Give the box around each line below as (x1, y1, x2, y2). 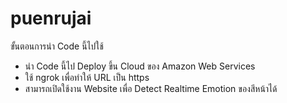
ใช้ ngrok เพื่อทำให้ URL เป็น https (24, 71, 150, 83)
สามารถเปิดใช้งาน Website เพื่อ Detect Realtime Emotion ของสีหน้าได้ (24, 82, 278, 94)
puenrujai (10, 7, 92, 30)
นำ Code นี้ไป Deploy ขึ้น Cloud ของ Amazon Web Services (24, 60, 256, 72)
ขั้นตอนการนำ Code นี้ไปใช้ (10, 40, 104, 52)
